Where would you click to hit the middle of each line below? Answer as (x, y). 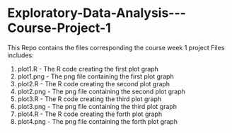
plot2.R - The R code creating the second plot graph (94, 83)
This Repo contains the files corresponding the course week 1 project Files (116, 47)
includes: (21, 55)
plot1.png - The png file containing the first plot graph (96, 76)
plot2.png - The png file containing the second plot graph (101, 91)
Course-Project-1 (59, 28)
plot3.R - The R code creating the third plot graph (89, 99)
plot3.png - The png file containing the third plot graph (97, 106)
